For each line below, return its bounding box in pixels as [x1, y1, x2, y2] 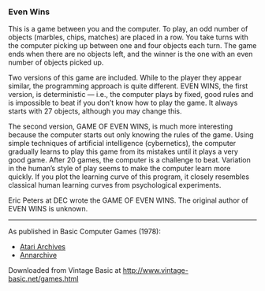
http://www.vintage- [122, 266, 189, 275]
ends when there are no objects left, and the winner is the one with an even [8, 50, 253, 59]
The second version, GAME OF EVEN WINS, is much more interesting [8, 121, 233, 132]
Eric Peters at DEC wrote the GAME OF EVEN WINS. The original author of [8, 196, 248, 205]
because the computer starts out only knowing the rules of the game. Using [8, 130, 254, 140]
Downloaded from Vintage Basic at [8, 266, 121, 275]
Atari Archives [19, 242, 65, 252]
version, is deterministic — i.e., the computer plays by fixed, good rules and [8, 90, 254, 99]
